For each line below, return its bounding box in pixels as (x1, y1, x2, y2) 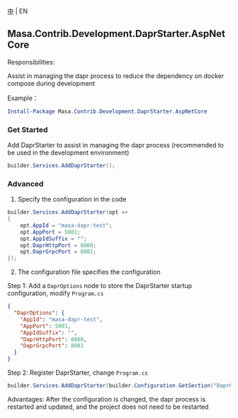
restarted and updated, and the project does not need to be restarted (7, 402, 209, 411)
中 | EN (7, 7, 28, 15)
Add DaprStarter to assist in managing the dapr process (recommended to (7, 141, 225, 149)
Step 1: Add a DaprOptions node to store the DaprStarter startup (7, 282, 193, 290)
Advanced (7, 179, 44, 189)
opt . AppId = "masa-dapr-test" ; (20, 221, 113, 229)
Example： (7, 94, 39, 102)
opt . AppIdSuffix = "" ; (20, 235, 87, 242)
